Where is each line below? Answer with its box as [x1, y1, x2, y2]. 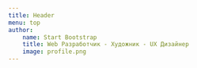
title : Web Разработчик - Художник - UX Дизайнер [22, 41, 190, 48]
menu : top [8, 19, 41, 27]
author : [8, 26, 34, 34]
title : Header [8, 11, 55, 20]
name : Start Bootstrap [22, 33, 97, 41]
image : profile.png [22, 48, 87, 55]
